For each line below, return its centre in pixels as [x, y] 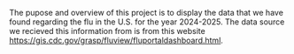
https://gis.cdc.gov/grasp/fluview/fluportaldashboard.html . [116, 40]
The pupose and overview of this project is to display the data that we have [146, 13]
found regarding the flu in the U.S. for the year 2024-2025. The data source [147, 22]
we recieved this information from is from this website [107, 31]
